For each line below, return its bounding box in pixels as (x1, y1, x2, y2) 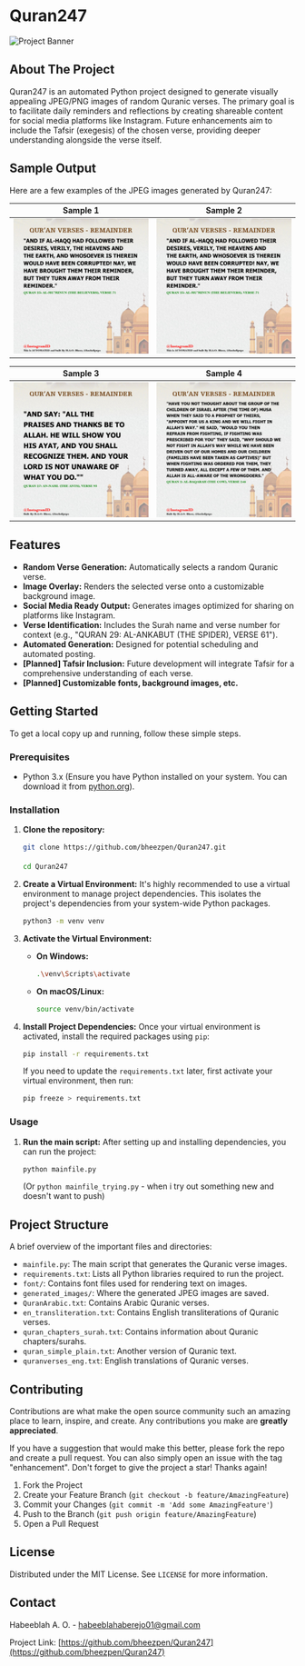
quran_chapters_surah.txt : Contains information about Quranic (22, 1326, 259, 1337)
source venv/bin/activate (35, 1004, 134, 1013)
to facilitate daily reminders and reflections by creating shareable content (9, 105, 283, 116)
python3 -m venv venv (22, 916, 105, 925)
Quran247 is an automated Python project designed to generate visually (9, 85, 279, 96)
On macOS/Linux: (35, 985, 104, 996)
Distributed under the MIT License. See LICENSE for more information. (9, 1569, 268, 1580)
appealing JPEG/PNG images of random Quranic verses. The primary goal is (9, 95, 295, 106)
